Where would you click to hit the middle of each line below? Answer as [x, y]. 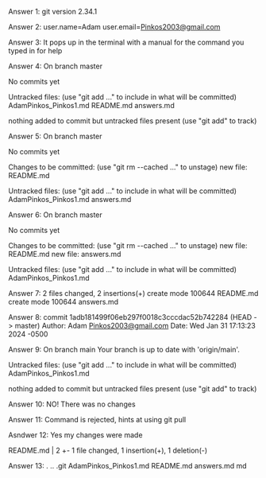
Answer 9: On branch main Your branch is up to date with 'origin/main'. [124, 350]
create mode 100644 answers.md [64, 302]
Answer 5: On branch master [55, 136]
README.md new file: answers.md [65, 254]
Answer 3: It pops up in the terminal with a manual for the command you [126, 42]
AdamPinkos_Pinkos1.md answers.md [70, 199]
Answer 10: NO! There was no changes [72, 404]
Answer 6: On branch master [56, 215]
